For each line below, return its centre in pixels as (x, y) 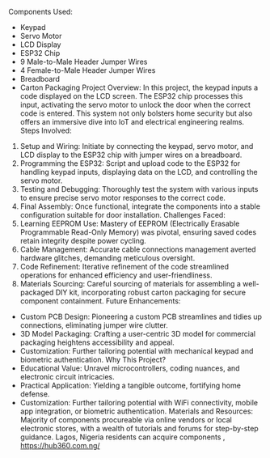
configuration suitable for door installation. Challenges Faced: (123, 215)
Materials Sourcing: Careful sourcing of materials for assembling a (130, 284)
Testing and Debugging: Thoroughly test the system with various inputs (139, 189)
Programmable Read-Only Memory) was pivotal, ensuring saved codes (138, 232)
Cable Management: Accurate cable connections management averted (138, 249)
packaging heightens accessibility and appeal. (97, 342)
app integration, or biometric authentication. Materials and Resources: (136, 411)
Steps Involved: (46, 130)
